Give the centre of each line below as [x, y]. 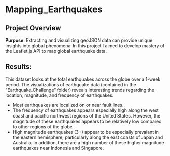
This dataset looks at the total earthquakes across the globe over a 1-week [83, 79]
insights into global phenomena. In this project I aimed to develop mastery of [85, 46]
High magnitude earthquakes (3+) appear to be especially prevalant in [86, 132]
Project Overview [33, 28]
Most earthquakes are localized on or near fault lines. [68, 105]
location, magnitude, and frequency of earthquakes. [59, 95]
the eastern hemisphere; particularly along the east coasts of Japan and [88, 137]
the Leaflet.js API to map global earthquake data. [56, 51]
